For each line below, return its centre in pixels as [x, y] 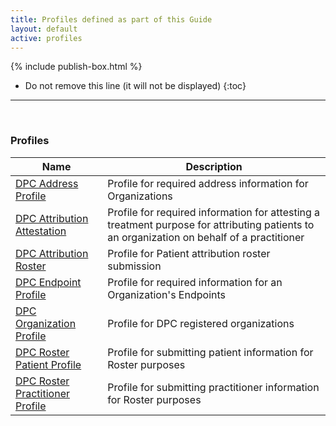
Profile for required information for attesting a [214, 212]
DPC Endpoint [48, 282]
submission [134, 266]
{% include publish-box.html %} [76, 67]
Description [214, 166]
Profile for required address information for [208, 183]
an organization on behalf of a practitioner [206, 237]
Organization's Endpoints [166, 294]
